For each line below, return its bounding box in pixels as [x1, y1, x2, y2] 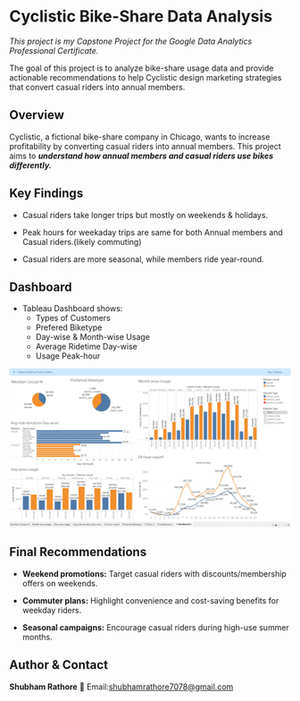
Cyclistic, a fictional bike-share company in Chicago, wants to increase [9, 131, 271, 142]
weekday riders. [21, 604, 82, 615]
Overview [9, 107, 65, 122]
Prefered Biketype [35, 322, 103, 333]
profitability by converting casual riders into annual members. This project [9, 140, 281, 151]
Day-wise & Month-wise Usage [35, 332, 150, 342]
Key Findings [9, 186, 84, 201]
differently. [9, 159, 52, 171]
